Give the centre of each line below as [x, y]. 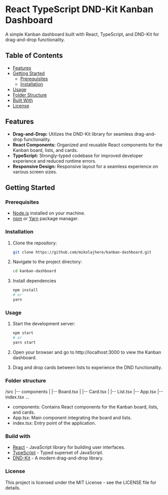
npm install [25, 290]
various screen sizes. [35, 172]
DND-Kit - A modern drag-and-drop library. [58, 458]
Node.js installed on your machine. [49, 213]
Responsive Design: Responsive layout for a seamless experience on [85, 166]
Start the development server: [44, 324]
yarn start [24, 342]
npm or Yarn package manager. [45, 219]
